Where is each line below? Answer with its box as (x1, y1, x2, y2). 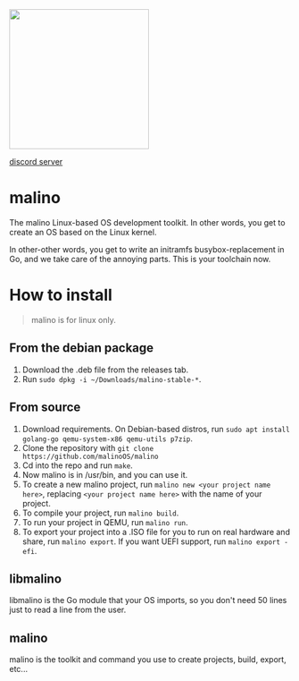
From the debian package (9, 340, 154, 356)
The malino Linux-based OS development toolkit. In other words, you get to (9, 217, 286, 227)
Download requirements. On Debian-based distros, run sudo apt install (21, 423, 290, 434)
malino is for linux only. (30, 314, 116, 325)
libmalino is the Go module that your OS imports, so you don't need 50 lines (9, 595, 287, 606)
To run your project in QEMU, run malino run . (21, 516, 189, 527)
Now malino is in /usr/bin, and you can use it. (21, 469, 188, 480)
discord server (9, 157, 63, 166)
